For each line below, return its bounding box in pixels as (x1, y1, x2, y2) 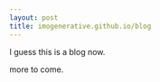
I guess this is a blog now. (9, 46, 106, 57)
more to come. (9, 64, 64, 75)
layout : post (9, 13, 59, 23)
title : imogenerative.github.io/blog (9, 22, 152, 31)
